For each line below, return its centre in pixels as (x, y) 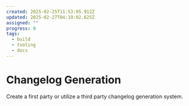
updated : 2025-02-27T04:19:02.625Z (51, 17)
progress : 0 (21, 28)
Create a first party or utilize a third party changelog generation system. (95, 96)
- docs (20, 51)
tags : (13, 34)
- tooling (24, 45)
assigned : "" (22, 23)
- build (21, 39)
